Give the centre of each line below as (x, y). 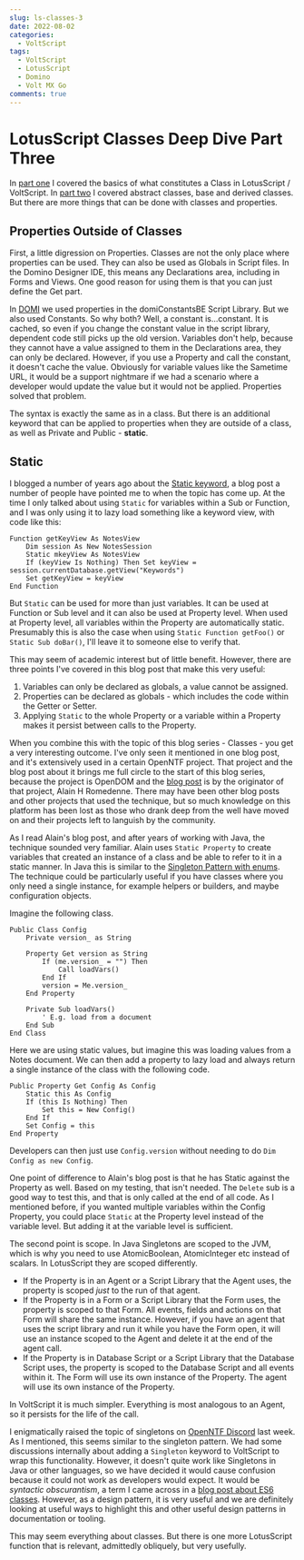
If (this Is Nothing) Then (77, 1102)
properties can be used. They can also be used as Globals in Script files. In (149, 263)
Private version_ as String (78, 938)
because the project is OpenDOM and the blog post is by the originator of (147, 781)
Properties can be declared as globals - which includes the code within (155, 697)
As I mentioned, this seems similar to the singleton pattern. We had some (146, 1442)
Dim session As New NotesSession (89, 547)
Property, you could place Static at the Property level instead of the (137, 1217)
